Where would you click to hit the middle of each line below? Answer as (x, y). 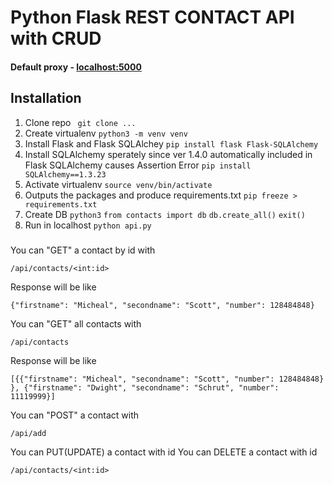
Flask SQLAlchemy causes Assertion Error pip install (138, 165)
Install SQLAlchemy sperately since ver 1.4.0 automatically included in (168, 154)
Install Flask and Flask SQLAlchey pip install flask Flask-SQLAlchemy (171, 143)
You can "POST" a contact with (75, 415)
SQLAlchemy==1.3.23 (65, 174)
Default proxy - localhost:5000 (76, 67)
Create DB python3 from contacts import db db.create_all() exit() (165, 214)
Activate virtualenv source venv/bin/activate (118, 184)
